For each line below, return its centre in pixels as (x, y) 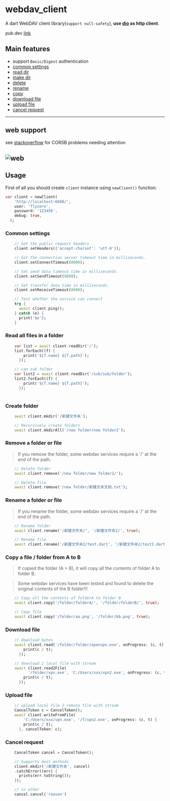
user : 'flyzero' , (33, 206)
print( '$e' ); (32, 318)
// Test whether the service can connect (58, 299)
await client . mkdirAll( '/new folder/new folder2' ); (70, 430)
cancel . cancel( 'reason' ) (40, 794)
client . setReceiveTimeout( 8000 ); (50, 290)
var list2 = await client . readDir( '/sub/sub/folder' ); (73, 374)
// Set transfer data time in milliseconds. (62, 285)
